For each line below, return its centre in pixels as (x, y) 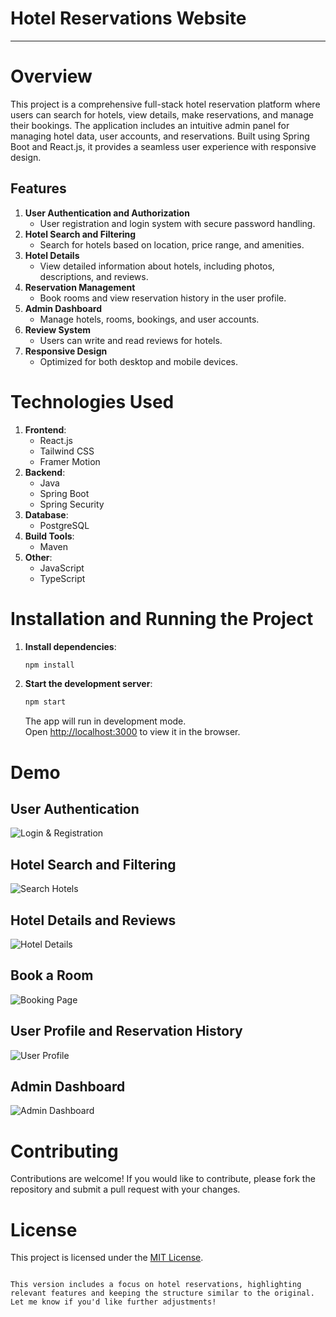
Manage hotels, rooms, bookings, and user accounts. (149, 319)
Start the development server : (88, 684)
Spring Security (72, 504)
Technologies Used (92, 401)
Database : (46, 514)
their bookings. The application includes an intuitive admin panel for (150, 125)
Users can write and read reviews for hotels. (131, 340)
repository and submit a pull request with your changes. (125, 1189)
